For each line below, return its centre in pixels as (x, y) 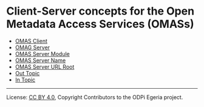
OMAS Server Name (40, 60)
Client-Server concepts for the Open (100, 11)
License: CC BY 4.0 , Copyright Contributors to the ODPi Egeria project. (95, 97)
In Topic (25, 80)
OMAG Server (32, 47)
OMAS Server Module (42, 53)
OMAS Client (31, 41)
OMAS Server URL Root (45, 67)
